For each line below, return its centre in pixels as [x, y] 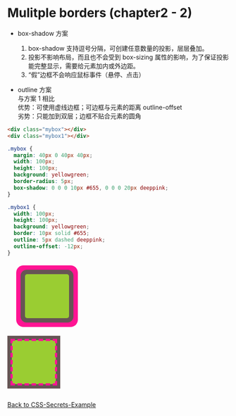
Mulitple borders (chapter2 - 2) [100, 13]
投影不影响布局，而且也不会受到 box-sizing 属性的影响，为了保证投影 [128, 57]
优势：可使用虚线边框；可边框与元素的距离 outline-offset [100, 107]
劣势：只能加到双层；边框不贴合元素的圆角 [79, 116]
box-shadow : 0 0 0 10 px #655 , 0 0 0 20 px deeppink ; [91, 188]
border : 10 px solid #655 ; [52, 234]
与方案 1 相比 [36, 98]
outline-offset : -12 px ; [48, 246]
